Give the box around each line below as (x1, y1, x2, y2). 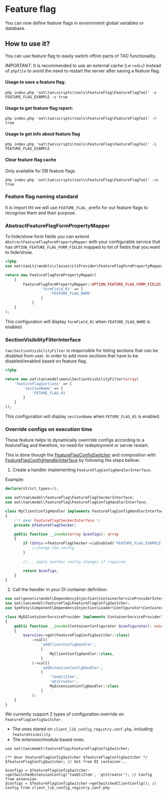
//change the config (31, 545, 75, 550)
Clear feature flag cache (5, 157, 56, 163)
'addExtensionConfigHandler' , (40, 665, 103, 670)
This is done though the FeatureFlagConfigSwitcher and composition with (5, 452, 156, 458)
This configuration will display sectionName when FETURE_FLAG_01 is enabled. (5, 414, 161, 420)
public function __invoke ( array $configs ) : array (14, 531, 119, 536)
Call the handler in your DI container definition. (12, 587, 108, 593)
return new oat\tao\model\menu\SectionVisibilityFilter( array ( (5, 376, 139, 381)
